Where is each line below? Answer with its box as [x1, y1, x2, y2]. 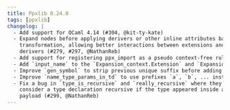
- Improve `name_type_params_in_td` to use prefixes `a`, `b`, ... [13, 73, 210, 81]
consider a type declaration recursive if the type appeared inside [19, 86, 219, 93]
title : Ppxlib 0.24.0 [7, 10, 69, 17]
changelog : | [7, 23, 44, 29]
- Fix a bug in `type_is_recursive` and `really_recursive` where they [13, 80, 222, 87]
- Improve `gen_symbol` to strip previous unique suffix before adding [13, 67, 222, 74]
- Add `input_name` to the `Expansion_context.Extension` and [13, 61, 194, 68]
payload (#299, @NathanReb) [19, 93, 99, 100]
